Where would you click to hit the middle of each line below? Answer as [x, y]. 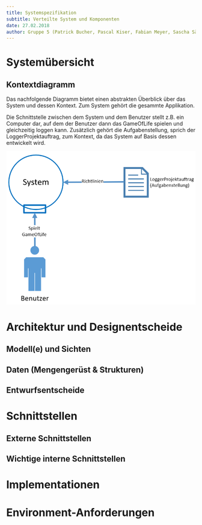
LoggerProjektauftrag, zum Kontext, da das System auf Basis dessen [91, 136]
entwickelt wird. [26, 143]
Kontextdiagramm [41, 84]
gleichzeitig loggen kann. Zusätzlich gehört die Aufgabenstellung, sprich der [101, 130]
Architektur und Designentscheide [94, 327]
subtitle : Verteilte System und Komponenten [63, 19]
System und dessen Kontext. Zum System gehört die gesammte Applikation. [100, 106]
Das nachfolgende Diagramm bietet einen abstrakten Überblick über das [96, 99]
